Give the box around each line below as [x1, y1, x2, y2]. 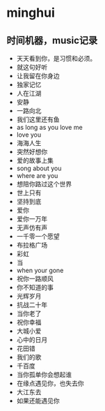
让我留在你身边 [16, 72, 60, 80]
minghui [6, 5, 55, 21]
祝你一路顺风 [16, 274, 54, 283]
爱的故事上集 [16, 156, 54, 165]
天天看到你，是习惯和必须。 [16, 54, 97, 62]
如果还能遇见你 [16, 396, 60, 405]
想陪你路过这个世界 [16, 180, 72, 188]
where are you [16, 172, 58, 179]
